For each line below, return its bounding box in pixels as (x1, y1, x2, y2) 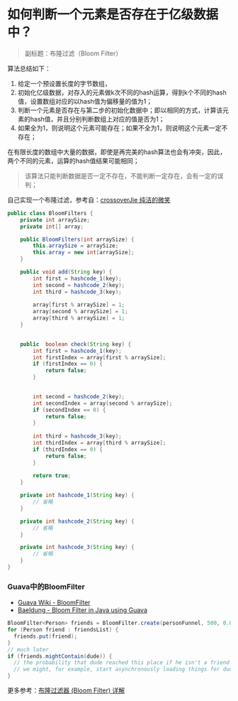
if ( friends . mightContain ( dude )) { (7, 653, 113, 660)
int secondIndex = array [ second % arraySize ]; (33, 399, 173, 407)
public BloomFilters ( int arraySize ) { (20, 236, 135, 243)
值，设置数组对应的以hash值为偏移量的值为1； (17, 97, 153, 105)
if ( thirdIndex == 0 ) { (33, 445, 103, 453)
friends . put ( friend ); (13, 633, 78, 640)
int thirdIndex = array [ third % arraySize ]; (33, 440, 166, 447)
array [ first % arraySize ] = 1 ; (33, 301, 125, 309)
